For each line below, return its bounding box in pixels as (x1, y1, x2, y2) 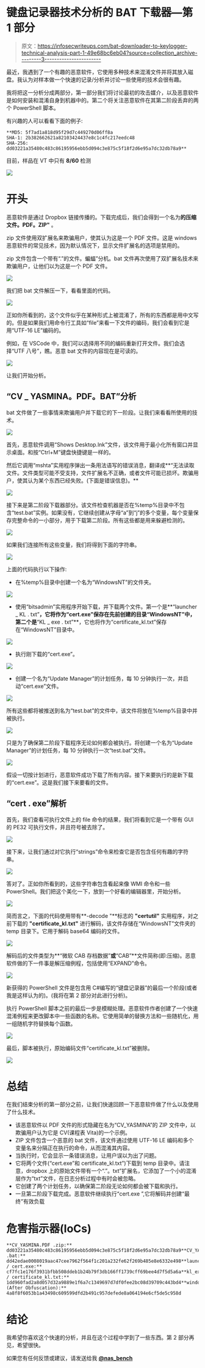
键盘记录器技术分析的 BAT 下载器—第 (6, 6, 193, 20)
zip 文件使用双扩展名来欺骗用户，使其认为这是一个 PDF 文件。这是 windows (6, 234, 197, 242)
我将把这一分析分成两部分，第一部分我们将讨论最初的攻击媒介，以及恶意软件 (6, 89, 199, 96)
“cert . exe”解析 (6, 799, 67, 809)
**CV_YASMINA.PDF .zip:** (6, 1242, 72, 1248)
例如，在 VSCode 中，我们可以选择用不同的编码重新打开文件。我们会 (6, 339, 180, 347)
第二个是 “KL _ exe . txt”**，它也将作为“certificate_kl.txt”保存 (15, 618, 167, 626)
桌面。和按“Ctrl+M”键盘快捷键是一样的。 (11, 448, 114, 456)
